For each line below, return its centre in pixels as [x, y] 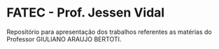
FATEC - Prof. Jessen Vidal [86, 13]
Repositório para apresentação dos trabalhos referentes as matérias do [109, 32]
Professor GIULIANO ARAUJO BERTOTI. [64, 39]
